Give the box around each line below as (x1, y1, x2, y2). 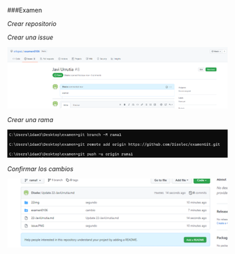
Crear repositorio (7, 20, 57, 27)
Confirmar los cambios (7, 164, 73, 173)
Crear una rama (7, 115, 54, 123)
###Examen (7, 6, 43, 14)
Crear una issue (7, 33, 54, 41)
